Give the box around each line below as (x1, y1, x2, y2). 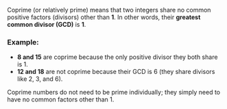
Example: (7, 37, 39, 47)
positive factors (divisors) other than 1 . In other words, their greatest (7, 13, 201, 21)
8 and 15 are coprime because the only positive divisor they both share (16, 53, 218, 61)
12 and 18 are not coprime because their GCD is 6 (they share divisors (16, 68, 215, 76)
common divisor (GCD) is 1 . (7, 21, 86, 28)
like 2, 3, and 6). (16, 75, 63, 83)
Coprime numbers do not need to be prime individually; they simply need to (7, 88, 221, 97)
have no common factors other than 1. (7, 95, 115, 104)
